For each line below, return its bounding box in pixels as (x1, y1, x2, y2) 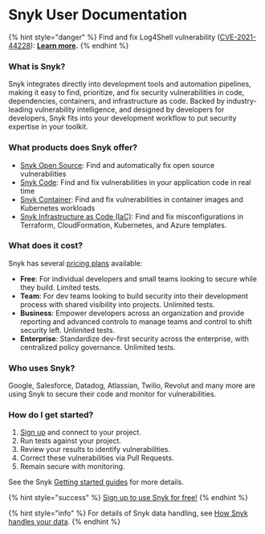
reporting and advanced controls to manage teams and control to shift (19, 316, 253, 327)
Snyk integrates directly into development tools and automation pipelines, (8, 79, 251, 89)
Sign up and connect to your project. (19, 428, 142, 437)
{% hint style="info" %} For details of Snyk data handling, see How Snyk (8, 508, 248, 518)
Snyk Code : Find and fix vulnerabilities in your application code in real (19, 177, 251, 187)
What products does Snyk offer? (8, 142, 138, 154)
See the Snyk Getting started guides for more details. (8, 477, 185, 487)
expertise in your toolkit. (8, 122, 88, 132)
